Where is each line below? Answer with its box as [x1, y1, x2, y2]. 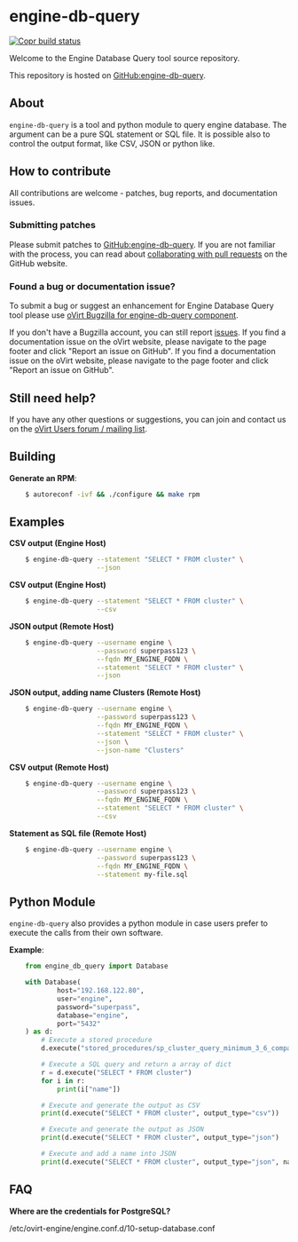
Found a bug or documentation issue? [9, 280, 176, 292]
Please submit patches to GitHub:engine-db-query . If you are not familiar [9, 239, 276, 249]
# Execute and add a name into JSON [41, 1150, 176, 1159]
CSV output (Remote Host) [9, 762, 109, 772]
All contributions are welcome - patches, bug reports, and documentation [9, 187, 278, 198]
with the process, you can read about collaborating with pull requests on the [9, 249, 288, 259]
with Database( [25, 978, 82, 987]
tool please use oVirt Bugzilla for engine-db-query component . [9, 310, 239, 320]
